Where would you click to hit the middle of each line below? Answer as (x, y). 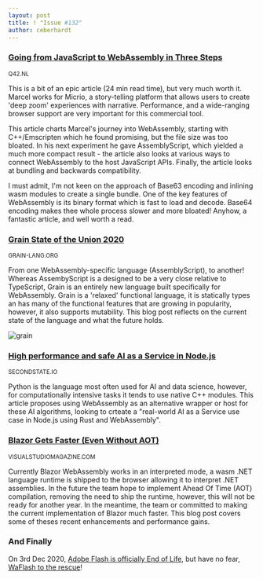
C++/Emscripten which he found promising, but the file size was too (118, 137)
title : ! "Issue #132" (45, 23)
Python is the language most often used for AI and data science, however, (128, 387)
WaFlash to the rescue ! (45, 567)
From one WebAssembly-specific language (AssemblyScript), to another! (126, 270)
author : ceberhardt (40, 30)
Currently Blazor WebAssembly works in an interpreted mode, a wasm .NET (130, 471)
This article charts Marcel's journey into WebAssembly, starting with (119, 128)
